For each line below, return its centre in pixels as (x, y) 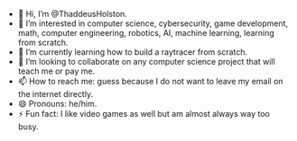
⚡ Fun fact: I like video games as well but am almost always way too (144, 114)
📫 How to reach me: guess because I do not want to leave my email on (150, 81)
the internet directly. (55, 94)
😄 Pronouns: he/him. (57, 104)
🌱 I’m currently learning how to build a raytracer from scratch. (133, 52)
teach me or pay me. (56, 71)
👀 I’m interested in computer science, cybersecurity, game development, (153, 23)
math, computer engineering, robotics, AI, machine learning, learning (146, 33)
